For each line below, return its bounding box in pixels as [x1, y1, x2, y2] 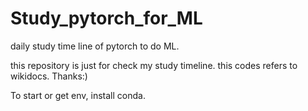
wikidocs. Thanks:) [10, 70, 88, 82]
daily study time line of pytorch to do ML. [10, 40, 180, 52]
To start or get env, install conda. [10, 89, 146, 101]
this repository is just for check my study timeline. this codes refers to [10, 59, 298, 71]
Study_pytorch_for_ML [10, 7, 203, 30]
